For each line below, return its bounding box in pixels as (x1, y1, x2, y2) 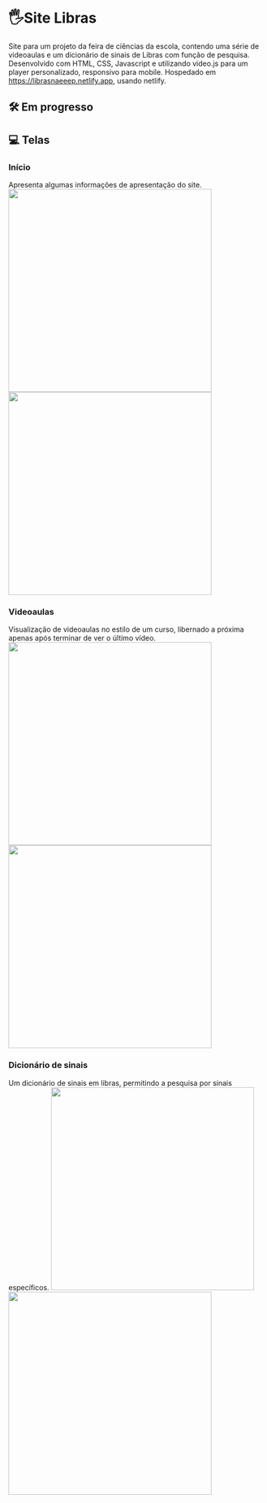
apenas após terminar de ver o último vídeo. (8, 633, 157, 643)
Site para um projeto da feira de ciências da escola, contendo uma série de (8, 41, 260, 51)
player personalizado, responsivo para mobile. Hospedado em (8, 67, 217, 76)
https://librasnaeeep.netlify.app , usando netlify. (8, 76, 166, 85)
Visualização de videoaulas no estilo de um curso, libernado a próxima (8, 624, 245, 634)
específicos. (8, 1282, 50, 1292)
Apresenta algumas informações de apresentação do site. (8, 180, 202, 190)
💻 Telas (8, 133, 50, 147)
